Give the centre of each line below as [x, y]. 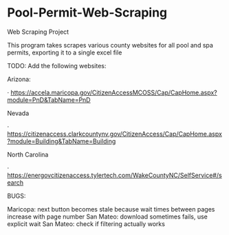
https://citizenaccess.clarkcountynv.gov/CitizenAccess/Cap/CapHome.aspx [115, 134]
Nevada [18, 113]
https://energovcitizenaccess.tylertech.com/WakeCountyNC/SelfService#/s [115, 175]
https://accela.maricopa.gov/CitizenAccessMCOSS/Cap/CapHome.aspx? [114, 92]
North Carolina [28, 154]
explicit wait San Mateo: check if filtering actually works [86, 224]
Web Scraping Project [38, 32]
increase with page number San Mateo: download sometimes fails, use [107, 216]
